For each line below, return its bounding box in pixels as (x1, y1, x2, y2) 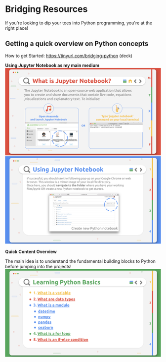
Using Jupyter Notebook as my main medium (5, 62, 100, 68)
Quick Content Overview (5, 249, 57, 255)
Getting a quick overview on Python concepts (5, 40, 149, 48)
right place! (5, 25, 29, 31)
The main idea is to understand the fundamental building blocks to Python (5, 258, 156, 264)
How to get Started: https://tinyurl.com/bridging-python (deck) (5, 53, 132, 59)
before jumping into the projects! (5, 264, 72, 270)
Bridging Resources (5, 3, 88, 15)
